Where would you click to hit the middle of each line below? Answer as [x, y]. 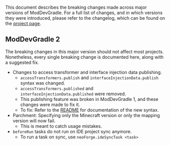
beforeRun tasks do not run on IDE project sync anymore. [72, 131]
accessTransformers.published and [57, 88]
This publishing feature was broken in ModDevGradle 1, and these [89, 99]
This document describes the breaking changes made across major [76, 7]
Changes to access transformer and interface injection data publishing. [87, 72]
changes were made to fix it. [50, 104]
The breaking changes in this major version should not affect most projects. [84, 51]
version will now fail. [34, 121]
